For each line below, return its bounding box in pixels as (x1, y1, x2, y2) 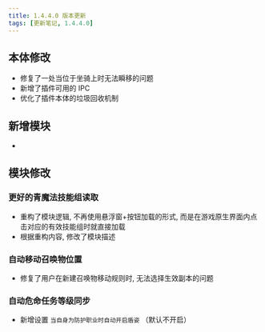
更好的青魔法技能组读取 (8, 192, 98, 203)
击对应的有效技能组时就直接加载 (19, 222, 126, 231)
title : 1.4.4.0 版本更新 (8, 11, 86, 20)
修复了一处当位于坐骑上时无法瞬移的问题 (19, 74, 154, 83)
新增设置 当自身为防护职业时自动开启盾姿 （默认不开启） (19, 315, 191, 325)
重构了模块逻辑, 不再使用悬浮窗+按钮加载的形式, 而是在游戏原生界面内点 (19, 211, 258, 221)
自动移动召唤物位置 (8, 254, 82, 265)
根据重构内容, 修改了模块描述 (19, 231, 116, 241)
